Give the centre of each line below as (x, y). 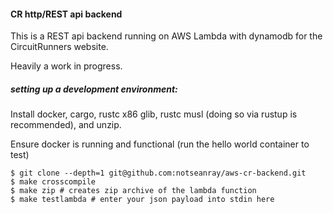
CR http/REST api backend (66, 14)
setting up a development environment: (94, 89)
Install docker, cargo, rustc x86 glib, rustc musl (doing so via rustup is (154, 114)
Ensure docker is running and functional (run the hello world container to (160, 144)
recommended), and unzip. (66, 125)
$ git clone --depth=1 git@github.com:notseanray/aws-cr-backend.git (158, 173)
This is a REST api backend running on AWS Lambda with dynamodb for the (166, 36)
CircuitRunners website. (59, 47)
